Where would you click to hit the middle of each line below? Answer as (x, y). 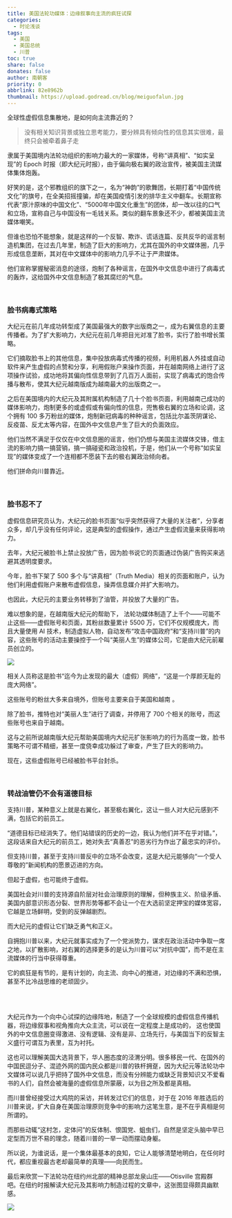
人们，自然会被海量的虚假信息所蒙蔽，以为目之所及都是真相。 (107, 1083)
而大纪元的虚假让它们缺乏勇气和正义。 (61, 926)
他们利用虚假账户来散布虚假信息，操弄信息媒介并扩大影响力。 (95, 585)
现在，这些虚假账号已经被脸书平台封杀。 (65, 760)
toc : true (21, 59)
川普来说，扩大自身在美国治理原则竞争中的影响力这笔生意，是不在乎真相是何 (116, 1106)
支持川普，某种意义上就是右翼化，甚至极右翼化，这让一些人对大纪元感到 (110, 809)
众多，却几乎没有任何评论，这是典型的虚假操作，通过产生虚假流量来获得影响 (116, 529)
